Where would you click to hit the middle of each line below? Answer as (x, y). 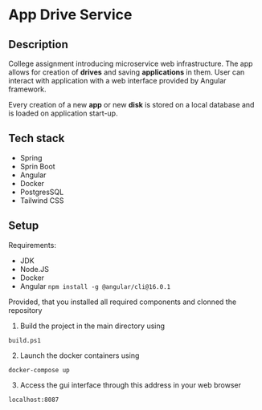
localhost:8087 (34, 400)
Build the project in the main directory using (92, 326)
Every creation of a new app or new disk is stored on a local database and (131, 105)
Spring (31, 157)
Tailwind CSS (42, 200)
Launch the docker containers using (80, 355)
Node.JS (35, 269)
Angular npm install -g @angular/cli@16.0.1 (95, 286)
